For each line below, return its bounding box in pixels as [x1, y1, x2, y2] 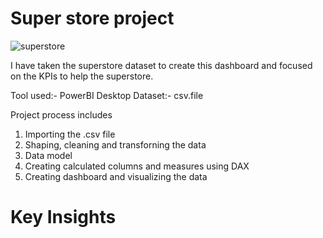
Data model [24, 149, 73, 161]
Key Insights [10, 206, 117, 229]
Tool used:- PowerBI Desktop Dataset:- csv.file [10, 89, 204, 101]
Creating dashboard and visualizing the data [24, 170, 208, 182]
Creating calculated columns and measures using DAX [24, 160, 250, 172]
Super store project [10, 7, 175, 30]
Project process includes [10, 108, 113, 121]
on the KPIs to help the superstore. [10, 70, 154, 82]
